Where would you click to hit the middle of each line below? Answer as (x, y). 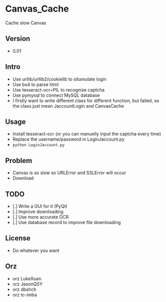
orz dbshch (24, 289)
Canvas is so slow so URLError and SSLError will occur (69, 173)
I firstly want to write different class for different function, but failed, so (86, 100)
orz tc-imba (25, 294)
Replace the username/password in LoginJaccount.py (68, 139)
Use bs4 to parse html (35, 84)
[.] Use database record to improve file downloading (66, 222)
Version (18, 39)
